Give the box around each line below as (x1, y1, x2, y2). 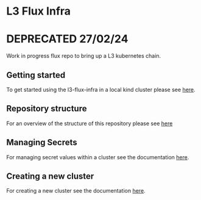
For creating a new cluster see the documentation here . (6, 187, 146, 195)
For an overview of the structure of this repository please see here (6, 120, 173, 127)
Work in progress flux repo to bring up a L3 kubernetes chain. (6, 52, 161, 60)
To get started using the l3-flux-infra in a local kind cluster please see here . (6, 86, 196, 93)
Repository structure (6, 103, 87, 114)
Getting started (6, 70, 66, 80)
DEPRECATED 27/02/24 (6, 32, 129, 46)
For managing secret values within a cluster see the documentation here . (6, 153, 189, 160)
